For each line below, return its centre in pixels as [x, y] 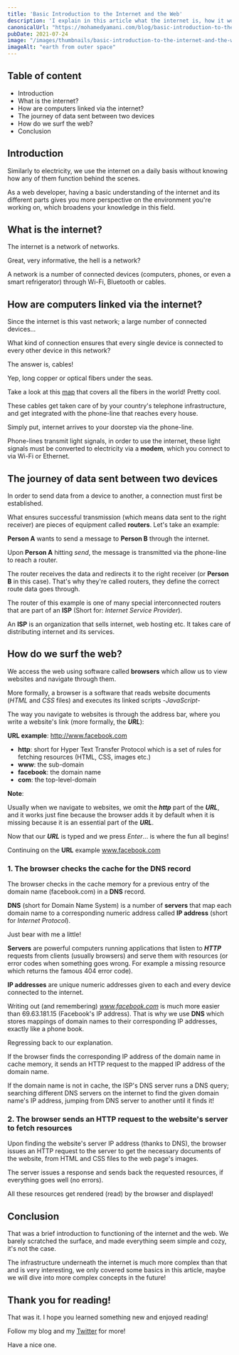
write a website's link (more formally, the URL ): [76, 722]
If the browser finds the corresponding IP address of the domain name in [114, 1057]
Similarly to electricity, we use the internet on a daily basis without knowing [117, 170]
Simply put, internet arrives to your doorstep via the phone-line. [101, 427]
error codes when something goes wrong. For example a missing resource [117, 963]
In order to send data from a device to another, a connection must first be [115, 496]
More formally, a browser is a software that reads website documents [109, 692]
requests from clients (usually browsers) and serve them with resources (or [118, 956]
